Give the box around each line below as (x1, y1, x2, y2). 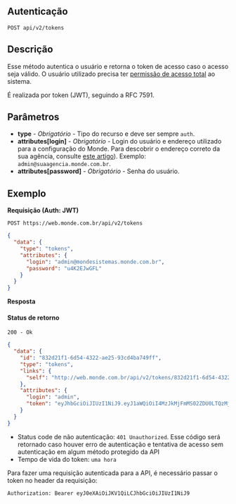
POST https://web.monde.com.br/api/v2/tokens (7, 220, 143, 227)
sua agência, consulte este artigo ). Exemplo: (17, 152, 146, 160)
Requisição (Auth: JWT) (7, 206, 79, 215)
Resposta (7, 297, 36, 305)
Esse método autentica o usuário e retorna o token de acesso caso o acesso (7, 62, 229, 70)
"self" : (25, 374, 49, 381)
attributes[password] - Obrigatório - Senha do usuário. (17, 167, 181, 175)
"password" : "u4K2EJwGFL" (25, 265, 102, 272)
